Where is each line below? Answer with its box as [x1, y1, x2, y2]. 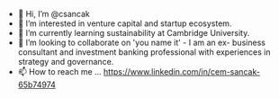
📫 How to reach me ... [17, 67, 102, 76]
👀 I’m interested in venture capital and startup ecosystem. [17, 18, 232, 29]
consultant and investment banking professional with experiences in [17, 47, 271, 58]
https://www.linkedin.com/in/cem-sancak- [103, 67, 261, 76]
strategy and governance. [17, 57, 114, 67]
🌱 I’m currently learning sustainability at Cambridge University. [17, 28, 250, 38]
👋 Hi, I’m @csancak [17, 9, 90, 19]
